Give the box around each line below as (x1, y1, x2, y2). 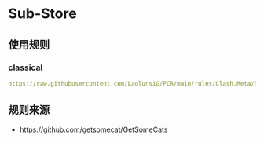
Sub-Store (8, 5, 77, 23)
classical (8, 62, 43, 73)
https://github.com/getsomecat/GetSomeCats (19, 125, 168, 134)
